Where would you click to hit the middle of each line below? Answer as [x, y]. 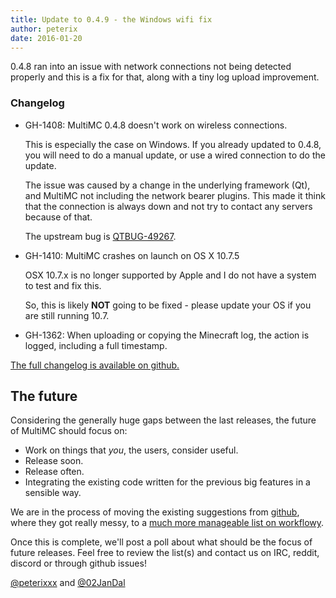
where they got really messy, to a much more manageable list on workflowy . [167, 523]
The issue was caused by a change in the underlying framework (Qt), [167, 185]
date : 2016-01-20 [46, 38]
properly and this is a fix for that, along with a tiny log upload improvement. [165, 77]
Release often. [54, 472]
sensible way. [53, 493]
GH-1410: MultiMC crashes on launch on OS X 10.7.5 [132, 255]
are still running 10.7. [67, 315]
